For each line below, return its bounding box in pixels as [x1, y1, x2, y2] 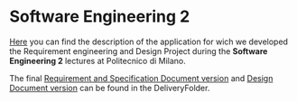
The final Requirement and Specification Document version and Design [9, 72, 274, 83]
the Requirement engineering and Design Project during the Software [9, 45, 268, 56]
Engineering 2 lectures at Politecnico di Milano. [9, 55, 187, 66]
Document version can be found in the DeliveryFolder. [9, 82, 210, 93]
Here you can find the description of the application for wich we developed [9, 36, 289, 47]
